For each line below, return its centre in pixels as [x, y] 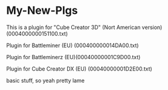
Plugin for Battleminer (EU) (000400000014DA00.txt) [73, 45]
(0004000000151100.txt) [37, 33]
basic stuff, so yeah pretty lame [45, 80]
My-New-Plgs [42, 11]
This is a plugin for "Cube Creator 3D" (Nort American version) [84, 27]
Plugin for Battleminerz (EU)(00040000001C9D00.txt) [73, 57]
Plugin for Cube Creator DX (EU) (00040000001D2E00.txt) [79, 69]
